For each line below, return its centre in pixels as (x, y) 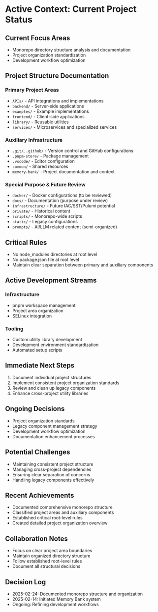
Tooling (14, 329)
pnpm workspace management (44, 305)
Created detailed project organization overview (60, 523)
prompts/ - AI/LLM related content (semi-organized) (64, 227)
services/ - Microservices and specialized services (64, 127)
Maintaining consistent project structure (53, 464)
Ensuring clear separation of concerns (51, 474)
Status (19, 20)
